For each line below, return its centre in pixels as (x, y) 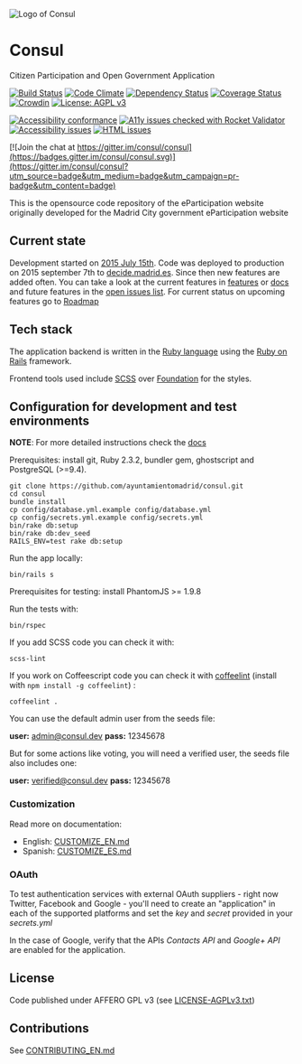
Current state (48, 241)
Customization (42, 804)
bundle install (38, 502)
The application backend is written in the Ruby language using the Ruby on (148, 351)
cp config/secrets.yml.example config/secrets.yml (106, 518)
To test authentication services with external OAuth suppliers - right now (144, 893)
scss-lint (28, 659)
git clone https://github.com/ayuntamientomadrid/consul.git (127, 486)
